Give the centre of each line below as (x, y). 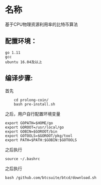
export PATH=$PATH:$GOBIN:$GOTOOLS (41, 140)
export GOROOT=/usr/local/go (34, 127)
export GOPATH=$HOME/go (29, 123)
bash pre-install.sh (34, 104)
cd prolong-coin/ (31, 100)
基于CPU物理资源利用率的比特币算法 (42, 24)
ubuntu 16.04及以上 (24, 62)
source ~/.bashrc (23, 159)
